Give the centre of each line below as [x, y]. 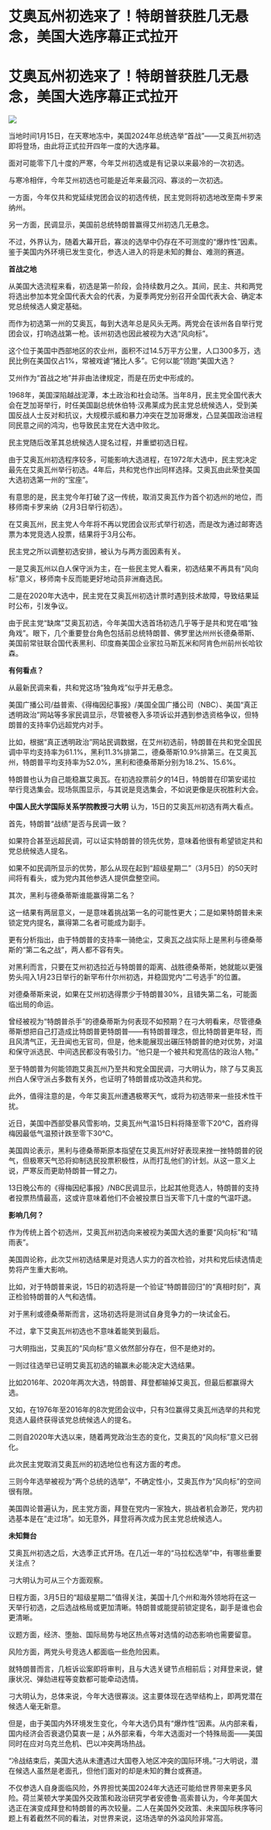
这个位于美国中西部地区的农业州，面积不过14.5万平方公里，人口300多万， [131, 351]
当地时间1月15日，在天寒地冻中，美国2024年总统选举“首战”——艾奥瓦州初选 [135, 136]
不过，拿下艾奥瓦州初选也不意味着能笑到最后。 [86, 1331]
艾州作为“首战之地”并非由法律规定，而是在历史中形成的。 [104, 378]
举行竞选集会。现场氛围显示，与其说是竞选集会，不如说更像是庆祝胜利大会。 [135, 790]
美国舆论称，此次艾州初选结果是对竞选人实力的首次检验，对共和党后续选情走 [135, 1260]
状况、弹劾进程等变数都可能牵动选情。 [79, 1679]
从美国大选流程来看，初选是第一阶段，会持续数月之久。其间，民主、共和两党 [135, 286]
